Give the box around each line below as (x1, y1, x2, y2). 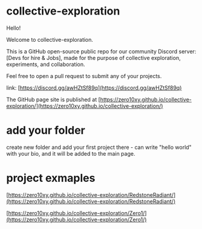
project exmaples (6, 171, 96, 185)
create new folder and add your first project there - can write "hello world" (6, 144, 192, 151)
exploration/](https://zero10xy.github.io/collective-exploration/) (6, 102, 163, 110)
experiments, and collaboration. (6, 61, 85, 68)
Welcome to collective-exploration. (6, 36, 94, 43)
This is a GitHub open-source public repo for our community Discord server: (6, 47, 197, 55)
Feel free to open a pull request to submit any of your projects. (6, 72, 162, 79)
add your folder (6, 124, 86, 138)
